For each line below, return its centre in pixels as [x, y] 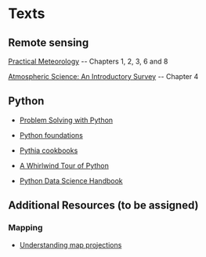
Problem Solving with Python [66, 120]
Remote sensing [49, 43]
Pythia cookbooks [49, 150]
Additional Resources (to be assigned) [103, 206]
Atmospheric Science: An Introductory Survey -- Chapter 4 [103, 76]
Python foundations [51, 135]
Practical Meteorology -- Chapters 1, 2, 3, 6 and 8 [88, 61]
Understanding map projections [70, 244]
